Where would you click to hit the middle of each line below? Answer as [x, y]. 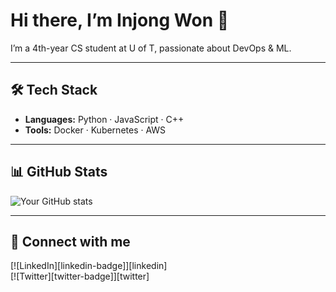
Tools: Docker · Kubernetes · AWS [95, 130]
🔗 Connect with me [70, 241]
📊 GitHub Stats [59, 172]
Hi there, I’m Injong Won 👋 [120, 20]
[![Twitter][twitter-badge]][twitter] [80, 276]
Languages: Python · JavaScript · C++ [104, 119]
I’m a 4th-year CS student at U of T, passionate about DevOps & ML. [151, 48]
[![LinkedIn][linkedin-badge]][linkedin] [89, 266]
